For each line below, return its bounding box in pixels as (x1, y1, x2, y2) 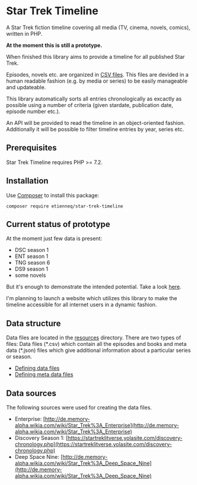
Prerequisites (6, 143, 57, 153)
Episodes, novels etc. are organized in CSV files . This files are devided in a (6, 71, 189, 78)
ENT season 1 (14, 253, 49, 260)
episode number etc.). (6, 108, 61, 115)
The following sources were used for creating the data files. (6, 404, 152, 411)
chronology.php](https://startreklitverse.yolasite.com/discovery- (14, 441, 172, 448)
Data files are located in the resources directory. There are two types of (6, 334, 182, 341)
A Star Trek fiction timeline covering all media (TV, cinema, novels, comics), (6, 24, 191, 31)
